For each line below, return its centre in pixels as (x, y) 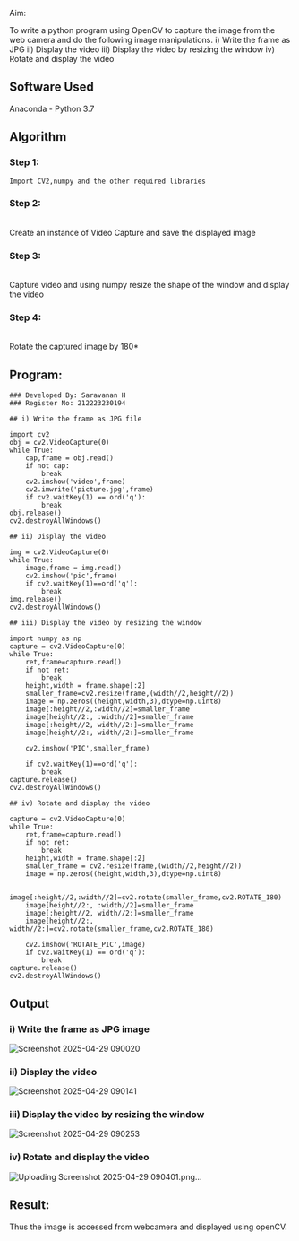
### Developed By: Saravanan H (68, 395)
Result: (30, 1205)
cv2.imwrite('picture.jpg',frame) (90, 490)
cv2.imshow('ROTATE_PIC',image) (85, 945)
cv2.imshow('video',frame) (76, 482)
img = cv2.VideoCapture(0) (60, 552)
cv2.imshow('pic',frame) (72, 576)
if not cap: (47, 466)
